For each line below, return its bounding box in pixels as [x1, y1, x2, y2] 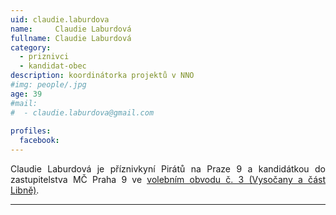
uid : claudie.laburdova [10, 14, 110, 25]
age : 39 [10, 89, 43, 99]
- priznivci [19, 52, 70, 62]
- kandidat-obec [19, 61, 87, 71]
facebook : [19, 136, 60, 146]
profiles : [10, 126, 52, 136]
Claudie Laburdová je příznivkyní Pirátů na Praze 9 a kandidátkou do [10, 163, 326, 175]
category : [10, 42, 52, 53]
